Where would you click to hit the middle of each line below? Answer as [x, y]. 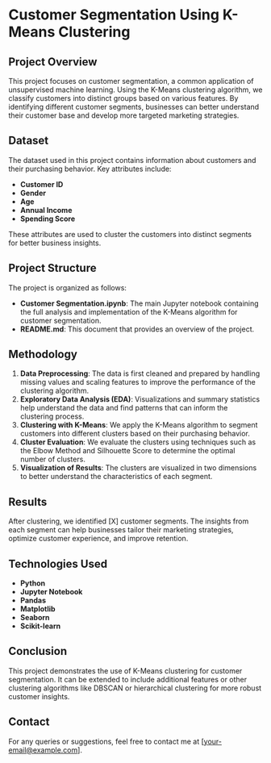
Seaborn [35, 618]
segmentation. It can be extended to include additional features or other [128, 679]
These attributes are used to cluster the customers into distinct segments [130, 234]
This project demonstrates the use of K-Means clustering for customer [125, 670]
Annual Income [46, 210]
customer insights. [39, 696]
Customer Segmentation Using [114, 15]
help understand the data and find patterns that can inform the [124, 408]
